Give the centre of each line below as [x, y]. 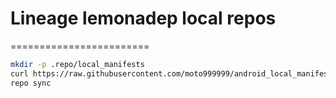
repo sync [31, 83]
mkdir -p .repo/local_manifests [77, 64]
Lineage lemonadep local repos [143, 18]
